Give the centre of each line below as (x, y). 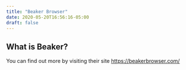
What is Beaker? (37, 47)
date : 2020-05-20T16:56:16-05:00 (48, 17)
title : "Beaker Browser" (37, 12)
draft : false (22, 23)
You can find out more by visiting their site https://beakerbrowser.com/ (93, 61)
